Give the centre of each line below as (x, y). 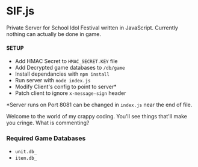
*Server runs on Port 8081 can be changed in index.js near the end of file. (99, 105)
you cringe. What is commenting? (48, 123)
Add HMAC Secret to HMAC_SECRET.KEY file (67, 61)
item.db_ (26, 158)
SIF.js (20, 11)
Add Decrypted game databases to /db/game (70, 68)
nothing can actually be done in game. (54, 34)
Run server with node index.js (53, 80)
